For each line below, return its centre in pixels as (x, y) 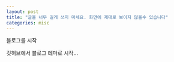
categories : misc (28, 23)
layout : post (22, 12)
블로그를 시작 (22, 41)
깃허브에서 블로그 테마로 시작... (42, 53)
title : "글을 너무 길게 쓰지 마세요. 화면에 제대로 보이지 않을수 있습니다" (87, 17)
